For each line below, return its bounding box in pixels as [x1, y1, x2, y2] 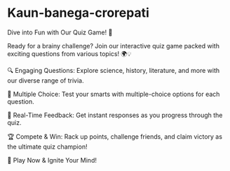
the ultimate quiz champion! [7, 142, 88, 151]
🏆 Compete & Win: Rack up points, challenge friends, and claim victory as [7, 132, 223, 141]
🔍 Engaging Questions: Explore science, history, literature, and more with [7, 66, 220, 74]
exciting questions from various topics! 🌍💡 [7, 49, 132, 57]
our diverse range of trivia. [7, 76, 84, 85]
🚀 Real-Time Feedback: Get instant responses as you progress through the [7, 111, 223, 119]
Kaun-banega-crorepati [7, 5, 149, 21]
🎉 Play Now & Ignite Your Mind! [7, 156, 97, 164]
